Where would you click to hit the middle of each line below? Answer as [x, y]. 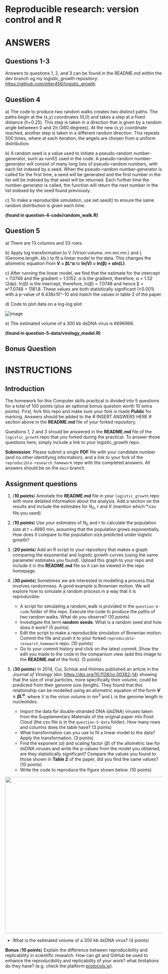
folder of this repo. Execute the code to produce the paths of [93, 611]
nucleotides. [25, 702]
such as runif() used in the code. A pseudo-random [80, 158]
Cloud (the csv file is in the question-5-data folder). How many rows [90, 722]
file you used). [27, 513]
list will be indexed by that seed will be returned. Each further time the [77, 180]
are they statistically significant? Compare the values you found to [88, 754]
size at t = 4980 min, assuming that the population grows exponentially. [86, 529]
